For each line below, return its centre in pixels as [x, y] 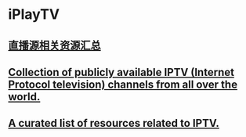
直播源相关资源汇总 [54, 45]
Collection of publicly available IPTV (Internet [121, 72]
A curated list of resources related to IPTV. [114, 123]
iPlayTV [34, 14]
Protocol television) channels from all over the [123, 84]
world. [24, 97]
